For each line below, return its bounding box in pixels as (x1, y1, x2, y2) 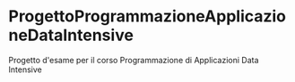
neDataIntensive (8, 25, 134, 45)
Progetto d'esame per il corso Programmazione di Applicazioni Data (8, 54, 259, 65)
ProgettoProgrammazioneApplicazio (8, 6, 287, 27)
